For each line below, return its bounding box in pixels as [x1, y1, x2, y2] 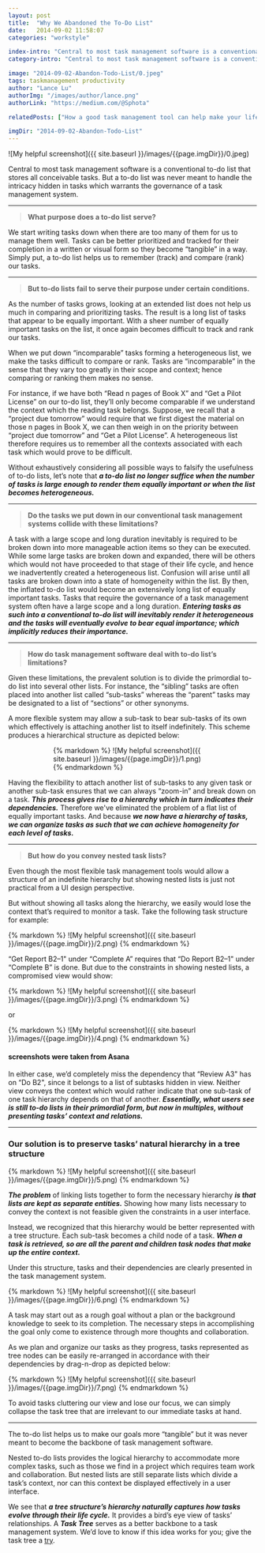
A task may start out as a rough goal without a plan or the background [8, 1310, 236, 1320]
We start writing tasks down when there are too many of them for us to [8, 228, 238, 237]
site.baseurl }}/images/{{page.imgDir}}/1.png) [53, 754, 201, 763]
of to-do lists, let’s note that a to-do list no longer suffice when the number [8, 471, 255, 481]
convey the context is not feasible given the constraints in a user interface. [8, 1207, 251, 1216]
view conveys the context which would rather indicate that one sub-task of [8, 1086, 252, 1095]
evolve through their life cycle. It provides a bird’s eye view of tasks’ [8, 1510, 233, 1520]
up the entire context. [8, 1247, 80, 1257]
